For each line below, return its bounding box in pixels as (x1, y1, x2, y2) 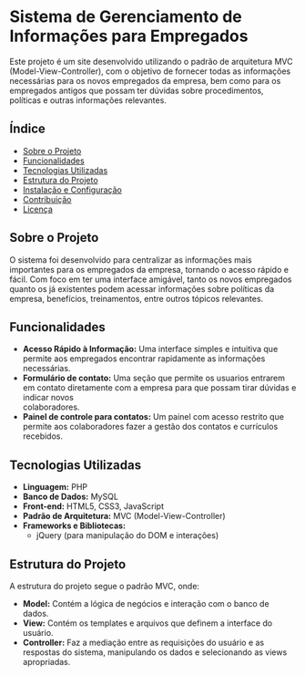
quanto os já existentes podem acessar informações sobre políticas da (9, 283, 275, 294)
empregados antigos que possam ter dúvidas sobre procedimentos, (9, 85, 264, 96)
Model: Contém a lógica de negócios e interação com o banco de (22, 598, 270, 608)
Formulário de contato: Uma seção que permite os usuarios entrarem (22, 372, 285, 384)
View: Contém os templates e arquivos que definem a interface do (22, 618, 273, 629)
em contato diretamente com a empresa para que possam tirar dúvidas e (22, 382, 297, 393)
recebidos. (22, 431, 64, 442)
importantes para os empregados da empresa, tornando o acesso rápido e (9, 264, 290, 275)
